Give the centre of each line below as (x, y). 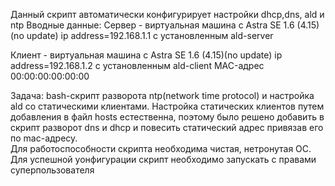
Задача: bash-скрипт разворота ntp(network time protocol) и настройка (162, 95)
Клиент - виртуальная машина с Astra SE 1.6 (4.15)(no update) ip (146, 55)
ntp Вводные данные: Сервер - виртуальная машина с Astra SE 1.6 (152, 25)
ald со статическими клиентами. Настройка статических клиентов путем (167, 106)
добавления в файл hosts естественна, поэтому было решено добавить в (167, 117)
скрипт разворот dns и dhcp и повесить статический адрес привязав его (167, 127)
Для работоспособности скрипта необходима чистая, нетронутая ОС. (161, 148)
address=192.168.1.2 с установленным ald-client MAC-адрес (137, 65)
